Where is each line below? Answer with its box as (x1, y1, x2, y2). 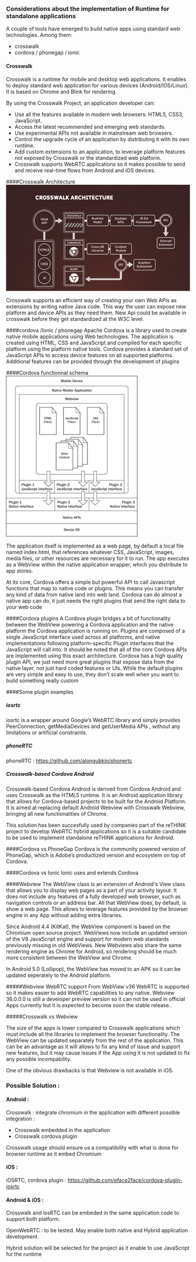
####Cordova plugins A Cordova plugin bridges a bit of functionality (6, 614, 171, 622)
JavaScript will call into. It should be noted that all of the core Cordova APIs (6, 646, 187, 653)
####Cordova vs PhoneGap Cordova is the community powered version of (6, 845, 186, 852)
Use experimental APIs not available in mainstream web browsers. (14, 129, 174, 136)
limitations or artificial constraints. (6, 729, 87, 736)
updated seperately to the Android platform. (6, 972, 112, 979)
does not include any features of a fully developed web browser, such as (6, 892, 181, 900)
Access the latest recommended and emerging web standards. (14, 123, 166, 130)
